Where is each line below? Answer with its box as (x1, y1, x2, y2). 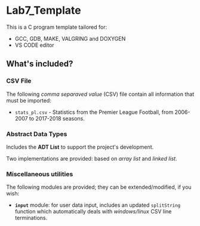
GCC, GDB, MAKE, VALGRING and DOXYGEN (14, 35, 126, 42)
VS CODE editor (14, 41, 54, 49)
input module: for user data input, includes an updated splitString (14, 201, 181, 209)
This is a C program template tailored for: (6, 23, 107, 31)
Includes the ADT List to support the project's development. (6, 143, 154, 150)
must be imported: (6, 97, 52, 104)
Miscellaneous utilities (6, 170, 73, 178)
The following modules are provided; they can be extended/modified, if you (6, 183, 192, 191)
